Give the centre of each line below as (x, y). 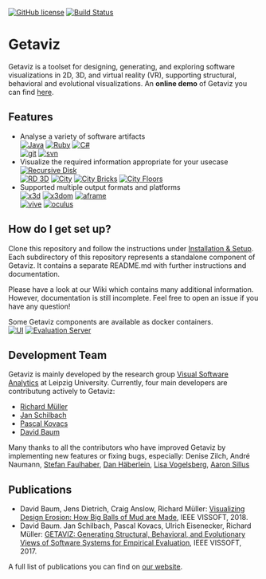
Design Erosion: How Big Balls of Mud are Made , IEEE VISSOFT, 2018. (134, 518)
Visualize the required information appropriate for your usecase (124, 161)
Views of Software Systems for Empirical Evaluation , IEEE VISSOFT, (131, 543)
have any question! (39, 306)
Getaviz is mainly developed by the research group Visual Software (119, 374)
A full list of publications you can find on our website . (96, 567)
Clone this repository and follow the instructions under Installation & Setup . (131, 248)
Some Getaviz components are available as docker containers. (111, 321)
